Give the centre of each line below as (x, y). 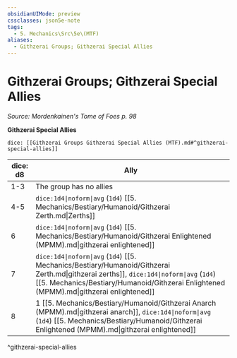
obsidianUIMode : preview (44, 14)
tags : (15, 27)
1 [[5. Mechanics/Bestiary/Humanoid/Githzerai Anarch (126, 303)
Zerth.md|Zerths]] (65, 215)
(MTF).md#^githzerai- (197, 143)
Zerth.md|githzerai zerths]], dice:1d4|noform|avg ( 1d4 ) (126, 274)
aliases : (20, 40)
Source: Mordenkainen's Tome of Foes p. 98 (72, 116)
